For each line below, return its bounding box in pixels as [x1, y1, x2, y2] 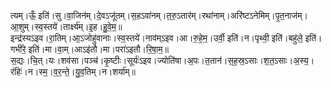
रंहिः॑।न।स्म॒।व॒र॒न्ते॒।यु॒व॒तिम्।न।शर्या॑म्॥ [10, 66, 136, 77]
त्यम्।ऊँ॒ [10, 10, 37, 21]
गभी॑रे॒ [10, 43, 27, 55]
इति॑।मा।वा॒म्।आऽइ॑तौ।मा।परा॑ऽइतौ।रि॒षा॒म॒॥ [28, 43, 169, 55]
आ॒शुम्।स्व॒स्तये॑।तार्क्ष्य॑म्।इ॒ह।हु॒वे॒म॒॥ [10, 21, 123, 32]
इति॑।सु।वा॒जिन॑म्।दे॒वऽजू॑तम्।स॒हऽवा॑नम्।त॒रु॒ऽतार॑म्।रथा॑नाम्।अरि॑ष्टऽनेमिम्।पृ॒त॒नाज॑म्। [38, 10, 308, 21]
